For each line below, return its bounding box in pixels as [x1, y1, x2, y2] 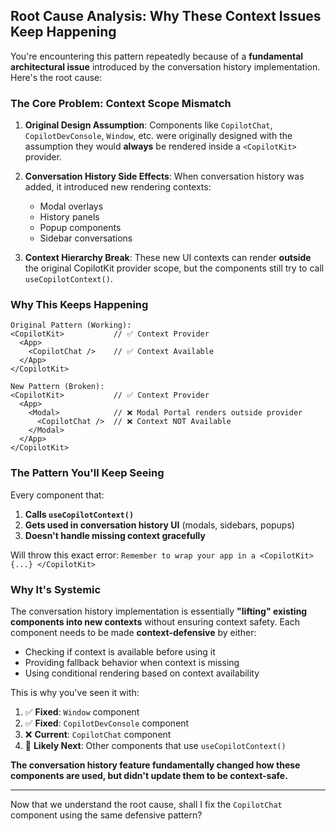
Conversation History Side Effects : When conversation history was [24, 170, 305, 183]
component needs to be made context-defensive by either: [10, 627, 257, 638]
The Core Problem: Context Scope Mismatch [10, 96, 232, 110]
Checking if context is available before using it [24, 646, 216, 658]
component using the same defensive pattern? [10, 809, 203, 821]
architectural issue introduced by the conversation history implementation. [10, 60, 321, 73]
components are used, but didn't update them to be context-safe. [10, 770, 288, 781]
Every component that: [10, 489, 105, 501]
